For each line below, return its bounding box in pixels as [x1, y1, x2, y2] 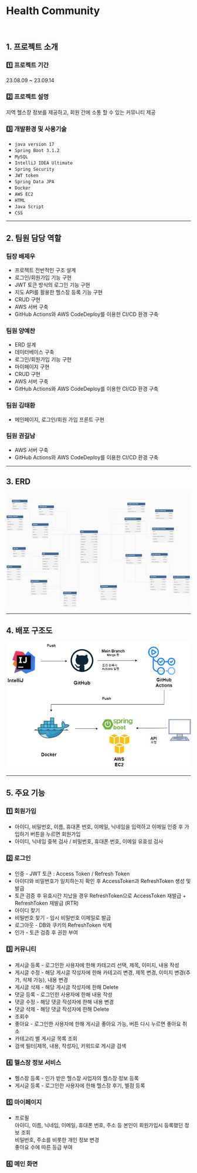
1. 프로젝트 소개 [6, 42, 59, 52]
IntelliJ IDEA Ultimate [14, 160, 73, 166]
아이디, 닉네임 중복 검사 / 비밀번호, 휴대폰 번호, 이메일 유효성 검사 [14, 838, 164, 845]
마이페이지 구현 [14, 363, 50, 371]
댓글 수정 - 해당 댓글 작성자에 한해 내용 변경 [14, 998, 114, 1005]
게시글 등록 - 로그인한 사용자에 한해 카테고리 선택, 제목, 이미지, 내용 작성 [14, 962, 180, 969]
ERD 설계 [14, 341, 36, 348]
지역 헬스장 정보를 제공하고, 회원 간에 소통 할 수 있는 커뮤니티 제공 [6, 109, 156, 116]
